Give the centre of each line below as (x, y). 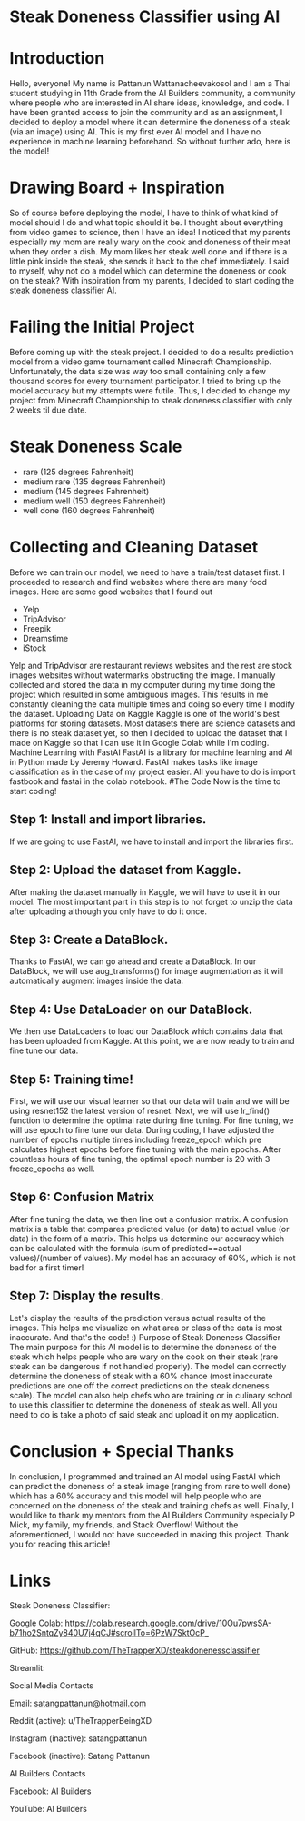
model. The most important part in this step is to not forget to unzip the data (151, 901)
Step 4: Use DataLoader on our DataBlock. (131, 1009)
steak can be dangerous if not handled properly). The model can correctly (148, 1366)
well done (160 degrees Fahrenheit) (89, 510)
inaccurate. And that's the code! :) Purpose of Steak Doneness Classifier (145, 1337)
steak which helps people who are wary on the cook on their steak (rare (144, 1357)
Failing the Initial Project (102, 327)
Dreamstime (45, 638)
